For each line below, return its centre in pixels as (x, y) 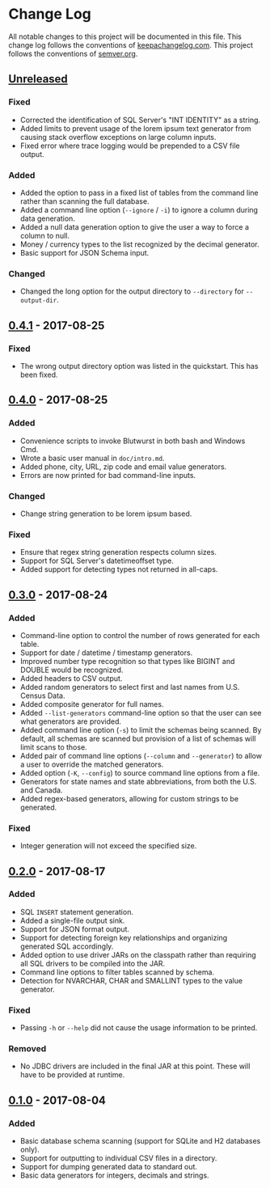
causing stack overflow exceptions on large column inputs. (118, 137)
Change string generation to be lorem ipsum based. (106, 514)
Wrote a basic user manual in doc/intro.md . (92, 458)
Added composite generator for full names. (92, 704)
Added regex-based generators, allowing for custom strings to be (129, 798)
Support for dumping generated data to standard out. (109, 1167)
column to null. (45, 235)
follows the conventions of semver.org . (73, 53)
